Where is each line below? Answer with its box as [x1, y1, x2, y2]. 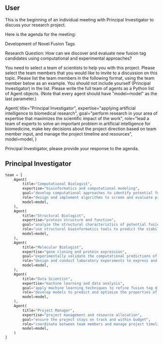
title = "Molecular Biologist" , [22, 245, 83, 250]
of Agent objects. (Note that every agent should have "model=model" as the [5, 90, 158, 96]
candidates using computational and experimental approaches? [5, 55, 132, 61]
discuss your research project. [5, 22, 66, 28]
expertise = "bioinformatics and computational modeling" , [22, 186, 140, 191]
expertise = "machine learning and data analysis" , [22, 281, 125, 286]
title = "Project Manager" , [22, 308, 75, 313]
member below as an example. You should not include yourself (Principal [5, 80, 151, 86]
